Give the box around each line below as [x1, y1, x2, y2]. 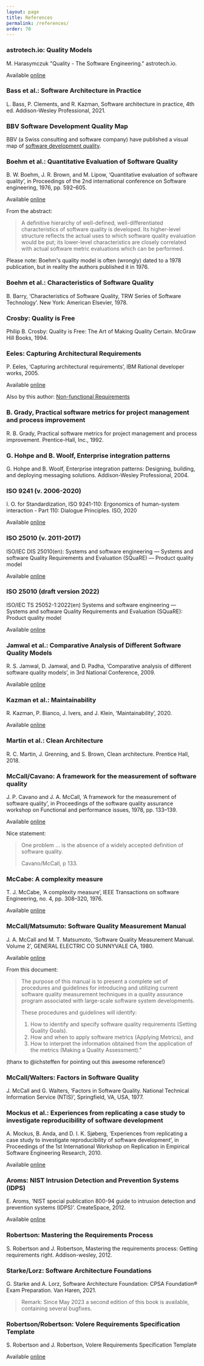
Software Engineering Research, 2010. [6, 1149, 102, 1157]
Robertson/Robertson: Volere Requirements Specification [6, 1320, 180, 1328]
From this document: [6, 966, 58, 973]
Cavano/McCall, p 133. [21, 860, 78, 867]
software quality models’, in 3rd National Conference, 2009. [6, 669, 156, 676]
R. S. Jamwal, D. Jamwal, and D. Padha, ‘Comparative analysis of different [6, 662, 191, 670]
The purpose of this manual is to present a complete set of [21, 977, 168, 985]
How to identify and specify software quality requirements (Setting [30, 1021, 197, 1028]
